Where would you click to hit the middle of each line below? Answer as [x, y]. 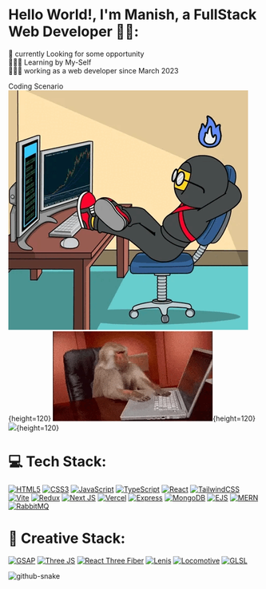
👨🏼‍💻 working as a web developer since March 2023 [93, 70]
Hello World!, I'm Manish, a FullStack [133, 15]
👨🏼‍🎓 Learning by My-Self [50, 62]
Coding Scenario [36, 86]
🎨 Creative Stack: [67, 538]
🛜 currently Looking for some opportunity [76, 53]
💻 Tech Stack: [58, 462]
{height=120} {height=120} [132, 418]
